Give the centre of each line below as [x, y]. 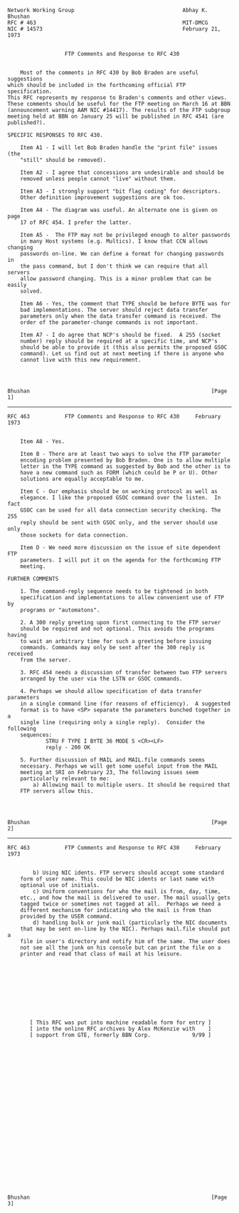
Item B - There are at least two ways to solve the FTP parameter [121, 454]
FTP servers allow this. [57, 791]
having [17, 635]
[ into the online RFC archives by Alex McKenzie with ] [121, 1029]
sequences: [36, 735]
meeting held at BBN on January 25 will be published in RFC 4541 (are [116, 116]
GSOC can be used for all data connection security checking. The [121, 510]
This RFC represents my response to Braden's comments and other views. [117, 98]
